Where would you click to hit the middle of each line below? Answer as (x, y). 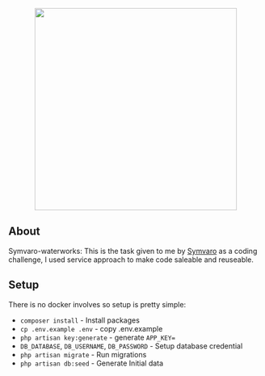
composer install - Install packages (80, 320)
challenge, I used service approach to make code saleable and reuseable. (131, 260)
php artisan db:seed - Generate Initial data (92, 363)
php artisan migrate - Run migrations (83, 354)
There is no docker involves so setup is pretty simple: (97, 304)
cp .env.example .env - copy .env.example (91, 328)
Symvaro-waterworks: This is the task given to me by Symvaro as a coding (133, 251)
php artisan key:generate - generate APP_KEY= (98, 337)
